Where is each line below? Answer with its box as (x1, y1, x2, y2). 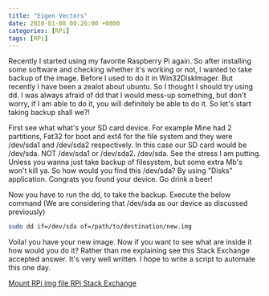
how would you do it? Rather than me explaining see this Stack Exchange (8, 246, 251, 256)
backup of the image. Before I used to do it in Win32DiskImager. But (8, 73, 233, 83)
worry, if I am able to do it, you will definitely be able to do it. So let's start (8, 99, 251, 109)
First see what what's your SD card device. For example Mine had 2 (8, 123, 232, 133)
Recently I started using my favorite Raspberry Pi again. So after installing (8, 56, 251, 66)
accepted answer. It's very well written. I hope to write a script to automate (8, 254, 256, 264)
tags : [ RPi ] (8, 34, 48, 43)
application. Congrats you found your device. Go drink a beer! (8, 175, 213, 184)
